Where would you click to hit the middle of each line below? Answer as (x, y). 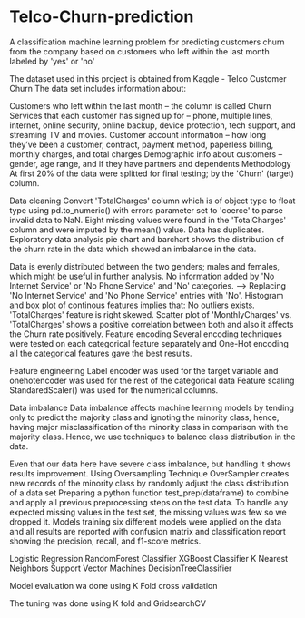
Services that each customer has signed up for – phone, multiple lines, (141, 115)
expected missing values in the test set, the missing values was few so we (148, 512)
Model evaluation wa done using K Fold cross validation (113, 585)
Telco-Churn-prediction (102, 17)
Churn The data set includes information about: (98, 88)
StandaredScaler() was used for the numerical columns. (114, 390)
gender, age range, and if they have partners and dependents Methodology (151, 163)
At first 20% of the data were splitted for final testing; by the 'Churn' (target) (152, 173)
